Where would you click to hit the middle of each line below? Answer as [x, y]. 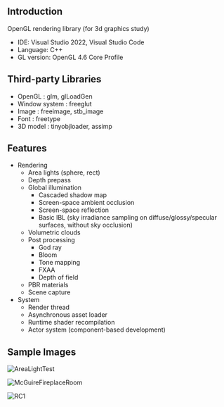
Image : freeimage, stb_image [60, 111]
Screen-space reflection [74, 210]
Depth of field [58, 277]
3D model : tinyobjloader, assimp [65, 126]
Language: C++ [40, 49]
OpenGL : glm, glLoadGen [55, 96]
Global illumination [55, 188]
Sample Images [42, 352]
